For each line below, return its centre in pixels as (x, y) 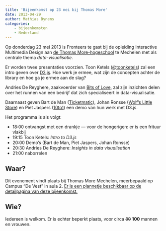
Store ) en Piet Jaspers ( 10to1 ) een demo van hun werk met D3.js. (72, 108)
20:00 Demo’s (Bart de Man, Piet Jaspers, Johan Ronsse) (71, 143)
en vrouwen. (18, 224)
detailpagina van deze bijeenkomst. (41, 191)
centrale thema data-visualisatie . (39, 57)
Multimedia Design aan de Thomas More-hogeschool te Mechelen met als (81, 52)
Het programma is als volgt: (34, 117)
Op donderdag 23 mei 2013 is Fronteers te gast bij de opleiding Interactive (81, 47)
